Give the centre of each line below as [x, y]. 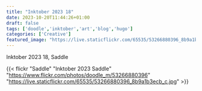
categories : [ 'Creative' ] [38, 34]
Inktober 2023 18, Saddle [37, 57]
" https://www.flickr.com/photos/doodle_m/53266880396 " [78, 75]
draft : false [23, 23]
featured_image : [26, 40]
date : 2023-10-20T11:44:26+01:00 [48, 17]
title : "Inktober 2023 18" [40, 12]
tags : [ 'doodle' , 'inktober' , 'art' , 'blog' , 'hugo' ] [70, 29]
